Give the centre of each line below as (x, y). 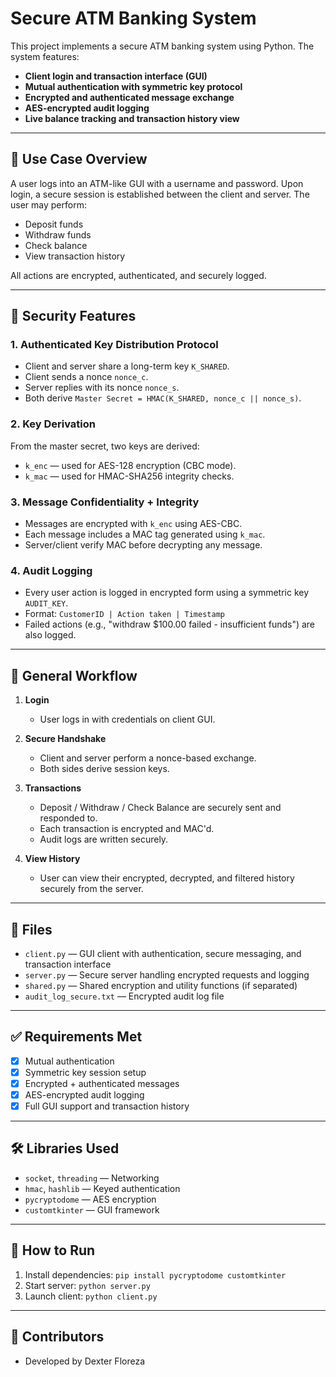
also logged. (50, 635)
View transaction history (75, 256)
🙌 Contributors (57, 1337)
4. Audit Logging (51, 570)
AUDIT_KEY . (46, 603)
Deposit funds (54, 224)
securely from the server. (91, 889)
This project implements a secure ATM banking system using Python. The (162, 46)
